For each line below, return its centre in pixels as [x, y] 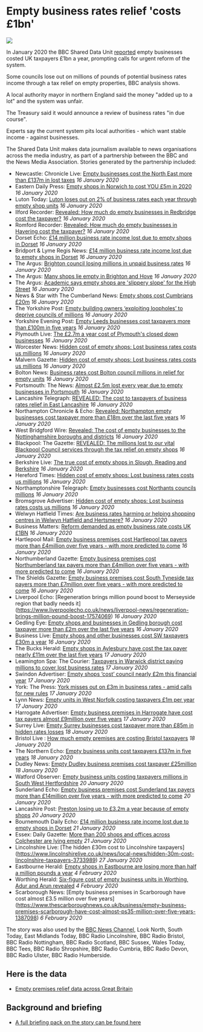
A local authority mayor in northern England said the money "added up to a [99, 94]
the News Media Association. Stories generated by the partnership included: [101, 162]
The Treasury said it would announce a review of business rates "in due [95, 112]
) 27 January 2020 [119, 860]
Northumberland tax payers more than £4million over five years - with [102, 565]
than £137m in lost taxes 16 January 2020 [67, 180]
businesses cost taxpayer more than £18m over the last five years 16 [100, 417]
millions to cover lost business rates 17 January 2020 [81, 667]
